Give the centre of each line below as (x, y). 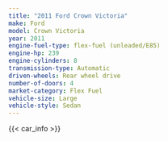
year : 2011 (27, 38)
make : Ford (27, 23)
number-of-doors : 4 (41, 83)
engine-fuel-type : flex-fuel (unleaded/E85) (84, 46)
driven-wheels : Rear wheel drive (65, 76)
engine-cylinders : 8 (43, 61)
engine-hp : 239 (34, 53)
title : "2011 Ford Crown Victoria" (68, 16)
